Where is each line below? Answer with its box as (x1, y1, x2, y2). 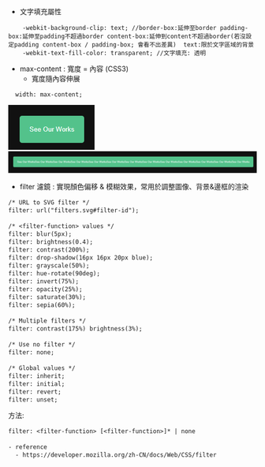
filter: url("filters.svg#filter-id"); (8, 207, 140, 215)
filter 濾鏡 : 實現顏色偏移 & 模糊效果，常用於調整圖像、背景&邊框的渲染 (19, 182, 249, 192)
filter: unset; (8, 396, 58, 404)
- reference (8, 443, 47, 451)
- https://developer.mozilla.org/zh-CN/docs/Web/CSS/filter (15, 451, 217, 459)
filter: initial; (8, 380, 65, 388)
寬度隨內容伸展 (31, 74, 80, 83)
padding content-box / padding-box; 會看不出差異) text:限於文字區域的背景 (13, 41, 255, 49)
